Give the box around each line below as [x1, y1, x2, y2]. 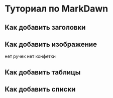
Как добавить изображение [5, 40, 97, 48]
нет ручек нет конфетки [5, 53, 56, 59]
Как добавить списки [5, 85, 76, 93]
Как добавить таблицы [5, 68, 81, 76]
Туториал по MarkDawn [5, 3, 108, 15]
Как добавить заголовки [5, 23, 86, 32]
